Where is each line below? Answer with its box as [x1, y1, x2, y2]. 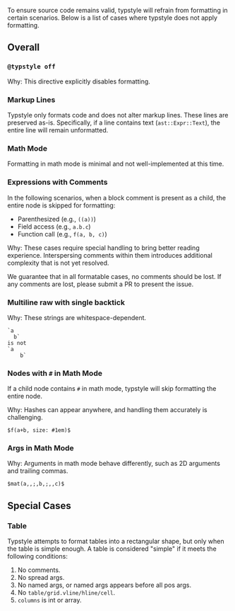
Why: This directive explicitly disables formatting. [7, 77, 150, 86]
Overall [7, 42, 40, 54]
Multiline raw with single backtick [7, 297, 126, 307]
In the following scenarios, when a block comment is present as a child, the [7, 193, 227, 202]
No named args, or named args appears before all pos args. [17, 581, 192, 590]
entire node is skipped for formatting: [7, 201, 116, 210]
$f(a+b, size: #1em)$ [7, 427, 71, 434]
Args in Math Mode [7, 443, 74, 453]
